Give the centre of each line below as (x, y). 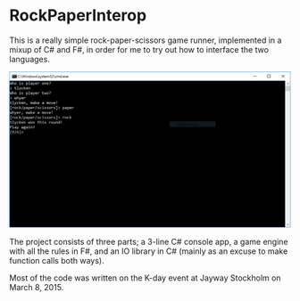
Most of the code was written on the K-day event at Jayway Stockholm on (145, 278)
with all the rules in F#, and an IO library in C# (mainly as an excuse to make (149, 251)
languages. (30, 59)
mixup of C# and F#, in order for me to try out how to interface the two (139, 49)
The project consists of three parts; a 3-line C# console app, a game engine (149, 241)
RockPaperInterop (78, 16)
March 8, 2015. (37, 287)
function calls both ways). (57, 260)
